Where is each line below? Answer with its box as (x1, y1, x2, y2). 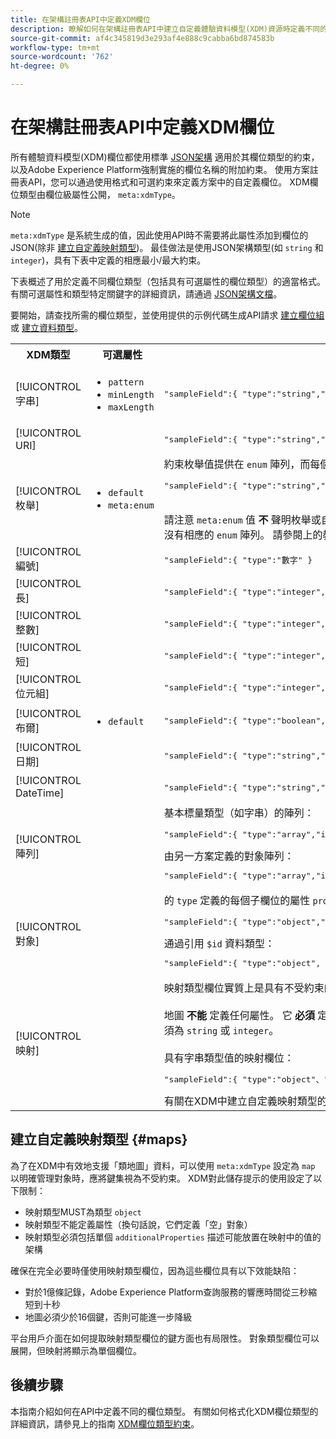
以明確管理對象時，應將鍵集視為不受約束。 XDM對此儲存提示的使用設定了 (10, 1172, 314, 1184)
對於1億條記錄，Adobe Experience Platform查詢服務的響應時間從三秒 (24, 1286, 309, 1298)
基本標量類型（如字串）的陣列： (163, 806, 315, 820)
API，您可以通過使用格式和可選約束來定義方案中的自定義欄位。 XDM (27, 176, 310, 188)
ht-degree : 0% (10, 61, 70, 71)
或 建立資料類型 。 (10, 321, 83, 333)
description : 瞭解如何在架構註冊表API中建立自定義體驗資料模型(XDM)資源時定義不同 (10, 24, 321, 34)
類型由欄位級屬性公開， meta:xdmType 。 (18, 188, 181, 200)
